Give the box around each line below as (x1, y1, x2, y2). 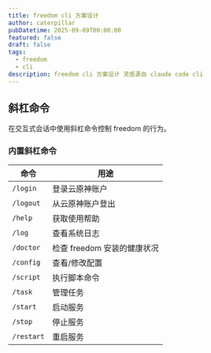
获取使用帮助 (52, 212, 100, 223)
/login (12, 183, 37, 193)
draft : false (8, 41, 51, 49)
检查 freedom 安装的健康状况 (52, 242, 159, 253)
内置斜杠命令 (8, 145, 57, 156)
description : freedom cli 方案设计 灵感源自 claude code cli (8, 70, 203, 78)
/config (12, 257, 41, 267)
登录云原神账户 (52, 183, 108, 194)
